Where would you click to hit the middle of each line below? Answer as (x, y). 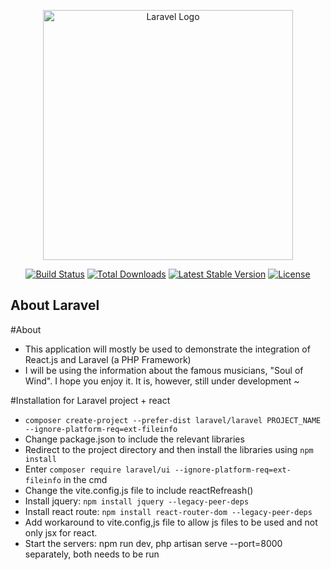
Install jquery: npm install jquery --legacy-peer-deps (137, 501)
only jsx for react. (61, 532)
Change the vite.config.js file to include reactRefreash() (139, 490)
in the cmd (85, 479)
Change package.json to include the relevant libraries (134, 439)
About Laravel (55, 305)
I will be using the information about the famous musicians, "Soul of (164, 370)
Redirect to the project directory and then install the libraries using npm (169, 449)
